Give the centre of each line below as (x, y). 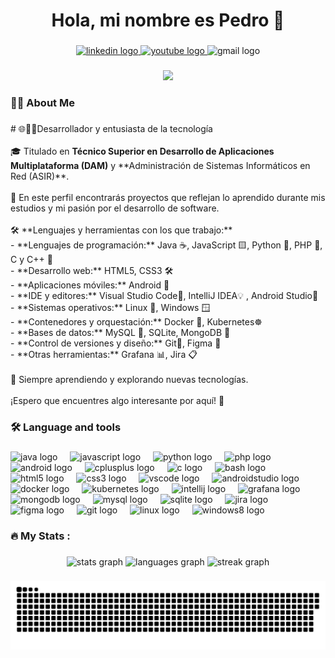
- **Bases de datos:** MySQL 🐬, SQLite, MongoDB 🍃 (120, 332)
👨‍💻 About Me (42, 102)
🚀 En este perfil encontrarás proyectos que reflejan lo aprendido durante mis (168, 197)
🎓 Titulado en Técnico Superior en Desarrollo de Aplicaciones (142, 151)
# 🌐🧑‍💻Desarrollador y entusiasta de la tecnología (111, 128)
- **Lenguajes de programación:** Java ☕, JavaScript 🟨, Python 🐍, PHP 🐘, (166, 245)
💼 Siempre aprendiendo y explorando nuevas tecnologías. (129, 379)
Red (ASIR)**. (40, 176)
